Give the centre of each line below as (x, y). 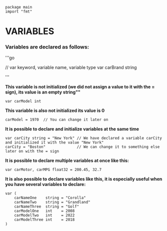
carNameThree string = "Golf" (47, 207)
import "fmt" (19, 11)
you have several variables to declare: (45, 184)
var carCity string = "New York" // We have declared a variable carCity (84, 138)
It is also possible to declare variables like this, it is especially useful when (84, 179)
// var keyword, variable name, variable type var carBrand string (71, 67)
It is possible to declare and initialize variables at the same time (72, 129)
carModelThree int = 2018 (44, 220)
